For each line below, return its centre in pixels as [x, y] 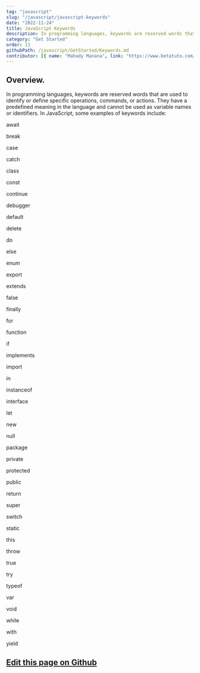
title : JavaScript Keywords [41, 28]
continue [17, 194]
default [15, 217]
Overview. [26, 80]
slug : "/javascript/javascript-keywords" [58, 17]
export [14, 275]
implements [21, 355]
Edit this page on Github [51, 662]
